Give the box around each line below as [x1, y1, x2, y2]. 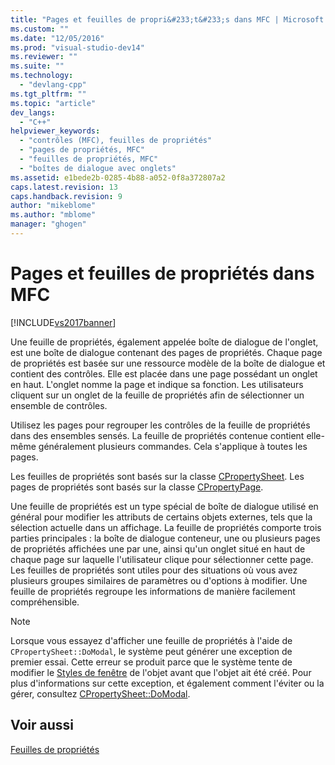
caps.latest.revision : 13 [10, 182, 118, 192]
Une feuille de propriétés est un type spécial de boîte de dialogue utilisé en [10, 500, 319, 512]
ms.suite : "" [10, 61, 65, 71]
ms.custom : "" [10, 24, 70, 34]
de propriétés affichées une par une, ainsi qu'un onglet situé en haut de [10, 542, 306, 555]
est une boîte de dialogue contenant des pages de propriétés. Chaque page [10, 346, 323, 358]
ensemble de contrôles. [10, 399, 108, 411]
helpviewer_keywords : [10, 126, 101, 136]
